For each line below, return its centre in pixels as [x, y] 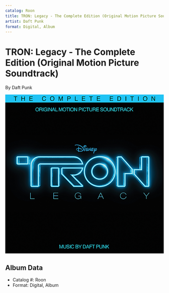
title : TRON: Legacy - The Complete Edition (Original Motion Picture [81, 16]
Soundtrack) [32, 74]
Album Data [24, 268]
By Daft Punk [19, 88]
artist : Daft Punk [24, 21]
